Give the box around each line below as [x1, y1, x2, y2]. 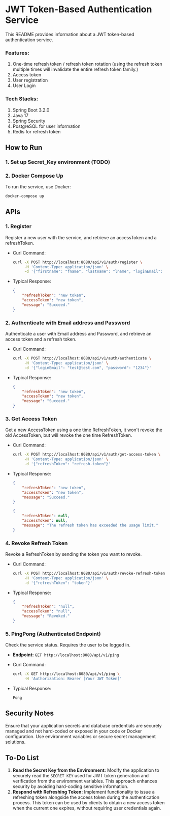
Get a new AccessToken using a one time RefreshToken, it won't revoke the [5, 427, 162, 433]
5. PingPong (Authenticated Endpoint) [5, 630, 101, 637]
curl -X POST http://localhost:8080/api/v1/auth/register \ [12, 260, 143, 265]
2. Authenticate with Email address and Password [5, 319, 130, 326]
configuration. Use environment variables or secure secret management [5, 733, 156, 739]
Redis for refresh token [12, 128, 61, 134]
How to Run [5, 143, 43, 152]
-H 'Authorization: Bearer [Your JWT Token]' [24, 676, 122, 682]
